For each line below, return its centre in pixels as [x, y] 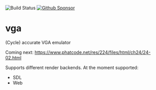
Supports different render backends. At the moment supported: [72, 67]
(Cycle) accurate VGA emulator [38, 42]
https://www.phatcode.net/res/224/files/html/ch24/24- [93, 52]
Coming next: [19, 52]
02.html [13, 57]
